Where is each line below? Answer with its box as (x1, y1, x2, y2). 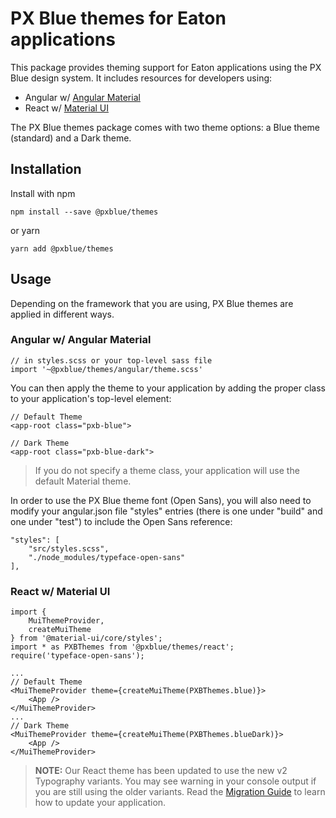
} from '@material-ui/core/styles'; (10, 633, 163, 644)
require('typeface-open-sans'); (10, 651, 145, 661)
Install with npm (10, 187, 76, 199)
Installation (10, 161, 82, 178)
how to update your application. (34, 797, 167, 809)
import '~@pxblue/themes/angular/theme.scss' (10, 364, 203, 374)
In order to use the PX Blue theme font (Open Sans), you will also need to (10, 494, 312, 506)
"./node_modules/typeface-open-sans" (28, 552, 186, 562)
